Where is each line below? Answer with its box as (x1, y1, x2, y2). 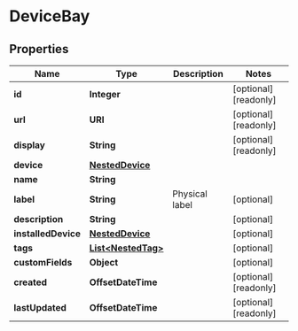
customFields (13, 257, 73, 268)
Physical (172, 188, 208, 200)
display (13, 139, 46, 151)
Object (89, 257, 119, 268)
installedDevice (13, 227, 82, 240)
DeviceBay (9, 6, 90, 27)
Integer (89, 89, 122, 100)
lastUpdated (13, 302, 67, 313)
